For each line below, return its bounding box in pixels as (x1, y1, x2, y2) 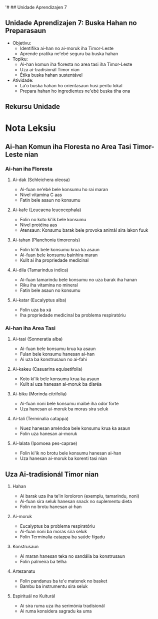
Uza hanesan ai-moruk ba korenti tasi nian (19, 455, 107, 461)
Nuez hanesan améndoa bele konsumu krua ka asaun (19, 425, 131, 431)
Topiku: (12, 56, 28, 62)
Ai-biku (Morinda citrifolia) (12, 391, 67, 397)
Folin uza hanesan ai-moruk (19, 431, 77, 437)
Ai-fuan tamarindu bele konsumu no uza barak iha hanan (19, 277, 137, 283)
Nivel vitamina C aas (19, 192, 62, 198)
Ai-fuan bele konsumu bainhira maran (19, 252, 98, 258)
